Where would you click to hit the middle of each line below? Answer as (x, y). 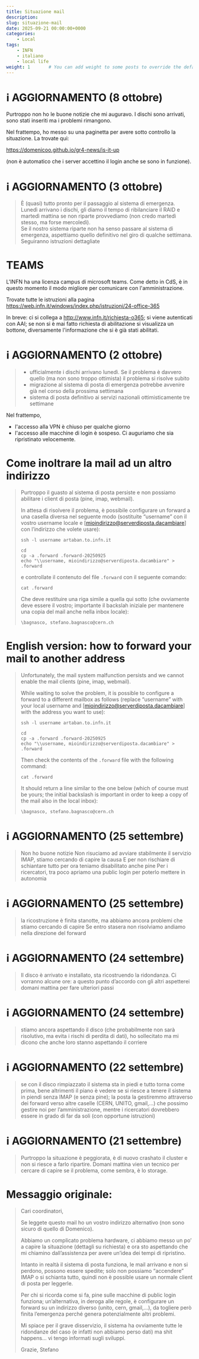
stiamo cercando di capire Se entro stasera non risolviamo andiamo (103, 927)
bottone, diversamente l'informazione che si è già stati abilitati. (83, 330)
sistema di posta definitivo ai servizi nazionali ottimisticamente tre (110, 397)
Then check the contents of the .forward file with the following (97, 760)
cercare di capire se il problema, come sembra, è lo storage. (94, 1170)
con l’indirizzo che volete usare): (60, 529)
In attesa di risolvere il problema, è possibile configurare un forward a (105, 510)
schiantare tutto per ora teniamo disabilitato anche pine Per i (94, 866)
